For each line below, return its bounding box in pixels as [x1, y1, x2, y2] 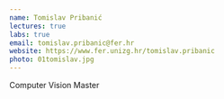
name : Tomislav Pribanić [9, 13, 103, 22]
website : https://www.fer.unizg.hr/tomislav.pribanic [9, 47, 216, 56]
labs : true [9, 30, 50, 39]
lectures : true [9, 22, 67, 31]
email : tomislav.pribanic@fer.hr [9, 38, 135, 48]
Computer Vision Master [9, 80, 100, 90]
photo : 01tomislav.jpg [9, 55, 94, 64]
